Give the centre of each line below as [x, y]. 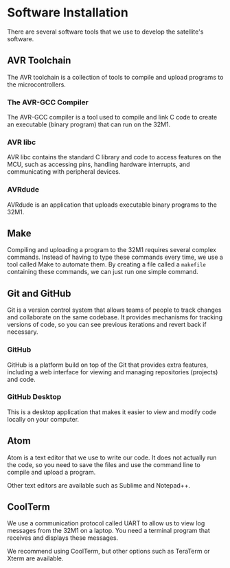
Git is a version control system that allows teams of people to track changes [114, 310]
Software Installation [68, 13]
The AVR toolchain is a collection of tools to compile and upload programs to [115, 77]
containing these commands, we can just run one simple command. [103, 272]
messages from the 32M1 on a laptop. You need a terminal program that [109, 531]
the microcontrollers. [37, 84]
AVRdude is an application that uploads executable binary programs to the [112, 205]
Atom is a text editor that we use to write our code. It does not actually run [112, 457]
